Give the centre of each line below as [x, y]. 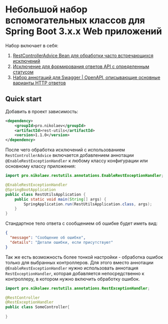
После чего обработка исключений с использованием [65, 150]
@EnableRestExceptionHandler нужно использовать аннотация [72, 268]
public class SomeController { [38, 307]
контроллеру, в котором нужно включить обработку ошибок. [72, 279]
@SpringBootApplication [31, 190]
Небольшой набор [47, 10]
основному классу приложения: [40, 166]
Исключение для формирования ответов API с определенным [81, 66]
